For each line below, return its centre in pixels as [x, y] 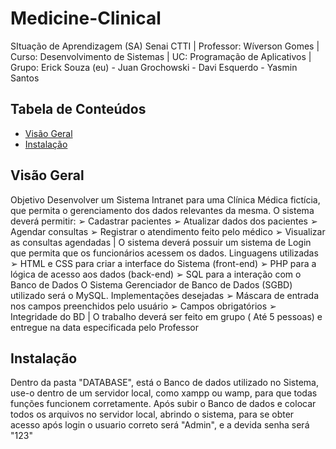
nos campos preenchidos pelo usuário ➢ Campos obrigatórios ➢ [143, 306]
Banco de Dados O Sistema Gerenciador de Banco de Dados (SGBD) [151, 284]
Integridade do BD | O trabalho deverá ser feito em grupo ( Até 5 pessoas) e [166, 316]
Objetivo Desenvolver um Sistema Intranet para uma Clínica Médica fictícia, [165, 199]
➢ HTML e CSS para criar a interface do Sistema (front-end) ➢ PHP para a [163, 263]
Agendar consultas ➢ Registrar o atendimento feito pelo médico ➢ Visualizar [168, 231]
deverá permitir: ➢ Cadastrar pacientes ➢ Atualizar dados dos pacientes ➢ [164, 221]
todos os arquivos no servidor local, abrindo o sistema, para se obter [152, 414]
